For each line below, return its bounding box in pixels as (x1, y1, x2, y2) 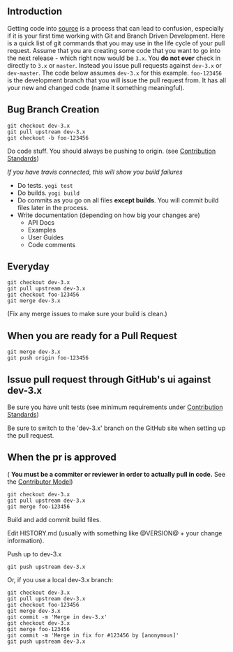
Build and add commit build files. (7, 515, 101, 524)
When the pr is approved (7, 452, 117, 464)
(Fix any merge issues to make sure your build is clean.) (7, 310, 167, 318)
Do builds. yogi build (17, 188, 80, 197)
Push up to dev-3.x (7, 549, 62, 558)
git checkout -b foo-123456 (7, 134, 89, 142)
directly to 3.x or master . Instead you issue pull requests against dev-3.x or (7, 61, 222, 69)
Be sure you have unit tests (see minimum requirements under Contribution (7, 403, 223, 411)
